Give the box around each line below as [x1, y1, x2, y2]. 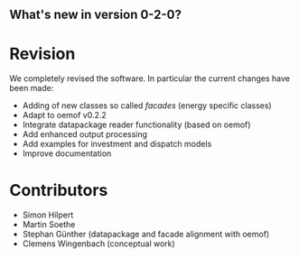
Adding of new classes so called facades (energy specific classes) [22, 100, 273, 111]
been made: [9, 83, 54, 94]
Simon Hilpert [22, 209, 74, 220]
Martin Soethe [22, 219, 76, 230]
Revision [9, 43, 76, 64]
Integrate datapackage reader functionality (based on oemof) [22, 119, 251, 130]
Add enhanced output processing [22, 129, 147, 140]
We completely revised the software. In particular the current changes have [9, 73, 291, 84]
